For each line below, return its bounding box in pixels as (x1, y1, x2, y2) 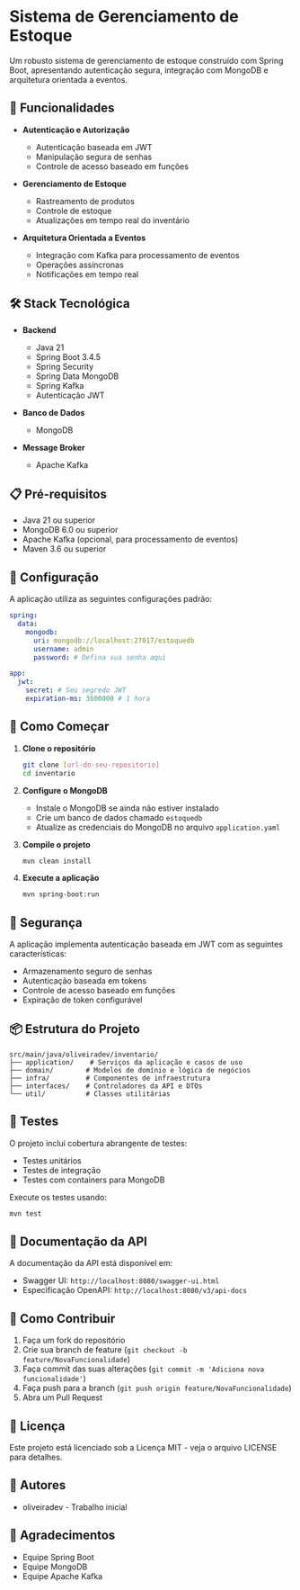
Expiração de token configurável (22, 994, 143, 1005)
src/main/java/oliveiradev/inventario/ (9, 1050, 159, 1059)
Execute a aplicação (22, 873, 100, 884)
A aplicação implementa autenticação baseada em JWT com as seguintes (9, 939, 283, 950)
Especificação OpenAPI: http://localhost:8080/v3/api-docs (22, 1285, 247, 1296)
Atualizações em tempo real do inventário (35, 214, 190, 226)
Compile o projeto (22, 839, 91, 849)
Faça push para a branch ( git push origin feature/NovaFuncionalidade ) (22, 1383, 292, 1394)
